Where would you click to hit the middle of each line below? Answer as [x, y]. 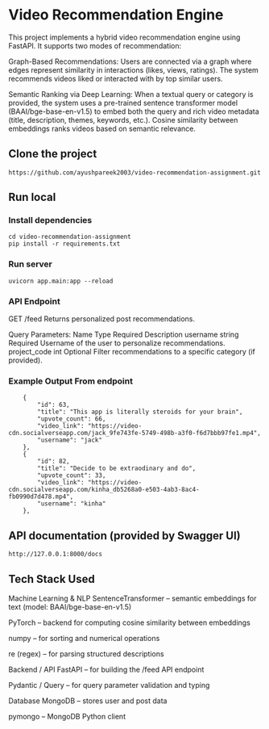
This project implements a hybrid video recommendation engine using [124, 37]
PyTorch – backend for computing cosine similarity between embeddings [130, 622]
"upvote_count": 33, [72, 476]
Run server [30, 264]
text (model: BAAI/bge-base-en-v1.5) [70, 606]
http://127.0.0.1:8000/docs [56, 555]
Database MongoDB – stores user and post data [88, 701]
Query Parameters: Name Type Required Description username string [124, 335]
